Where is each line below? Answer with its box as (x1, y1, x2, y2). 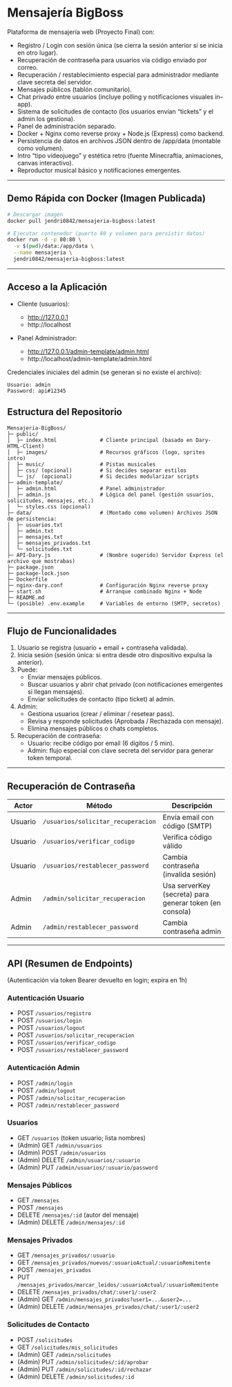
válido (162, 841, 183, 851)
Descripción (171, 801, 213, 811)
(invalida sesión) (162, 870, 216, 879)
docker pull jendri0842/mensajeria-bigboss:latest (7, 217, 156, 224)
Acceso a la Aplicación (7, 282, 108, 293)
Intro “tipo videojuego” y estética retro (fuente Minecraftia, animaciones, (17, 151, 223, 160)
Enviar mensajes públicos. (27, 673, 102, 681)
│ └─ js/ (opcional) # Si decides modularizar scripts (7, 472, 199, 480)
